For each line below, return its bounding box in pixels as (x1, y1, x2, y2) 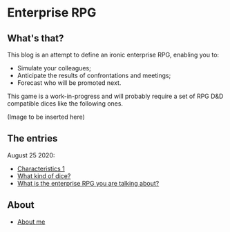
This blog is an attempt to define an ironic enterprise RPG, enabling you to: (7, 50, 220, 59)
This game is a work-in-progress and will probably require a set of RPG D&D (7, 92, 224, 100)
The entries (7, 133, 58, 144)
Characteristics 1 (17, 164, 66, 173)
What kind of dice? (17, 171, 71, 180)
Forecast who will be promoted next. (17, 79, 122, 87)
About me (17, 217, 46, 226)
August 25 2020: (7, 151, 55, 159)
